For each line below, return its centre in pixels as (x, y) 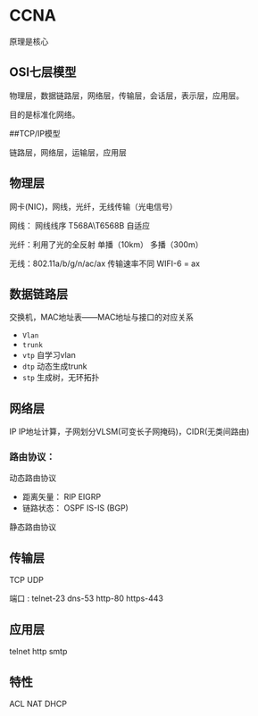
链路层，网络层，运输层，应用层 (68, 152)
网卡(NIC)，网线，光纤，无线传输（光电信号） (93, 206)
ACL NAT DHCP (38, 704)
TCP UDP (27, 580)
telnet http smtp (38, 652)
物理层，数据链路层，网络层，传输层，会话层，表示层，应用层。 (126, 96)
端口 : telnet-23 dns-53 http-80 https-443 (86, 598)
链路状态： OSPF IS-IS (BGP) (75, 508)
